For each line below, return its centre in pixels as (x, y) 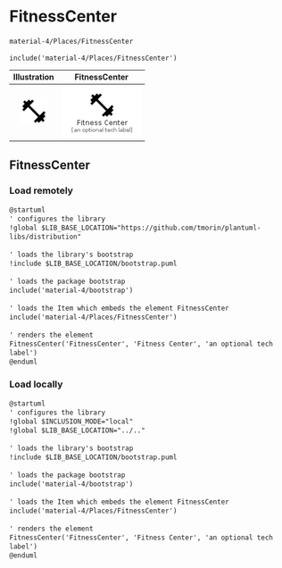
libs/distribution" (46, 237)
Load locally (36, 384)
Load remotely (41, 190)
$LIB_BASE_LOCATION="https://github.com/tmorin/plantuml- (151, 228)
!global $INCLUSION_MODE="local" (71, 422)
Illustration (34, 77)
